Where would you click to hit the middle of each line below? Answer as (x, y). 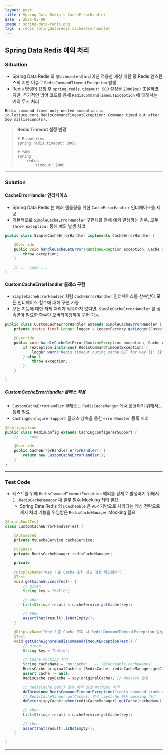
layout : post (19, 10)
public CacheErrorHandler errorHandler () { (60, 451)
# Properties (31, 139)
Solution (16, 182)
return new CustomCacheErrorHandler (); (65, 455)
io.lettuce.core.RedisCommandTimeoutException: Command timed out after (82, 115)
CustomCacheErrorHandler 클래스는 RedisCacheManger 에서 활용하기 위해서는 (87, 405)
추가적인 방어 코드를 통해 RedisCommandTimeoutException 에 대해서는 (90, 95)
